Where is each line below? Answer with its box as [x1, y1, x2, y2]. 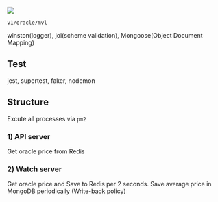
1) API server [7, 131, 51, 141]
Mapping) [7, 38, 35, 47]
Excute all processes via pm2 [7, 114, 87, 123]
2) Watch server [7, 164, 62, 174]
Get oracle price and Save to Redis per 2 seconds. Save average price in [7, 180, 212, 188]
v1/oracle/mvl [7, 19, 48, 26]
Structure [7, 97, 49, 108]
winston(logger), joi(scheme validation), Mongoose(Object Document [7, 31, 203, 39]
